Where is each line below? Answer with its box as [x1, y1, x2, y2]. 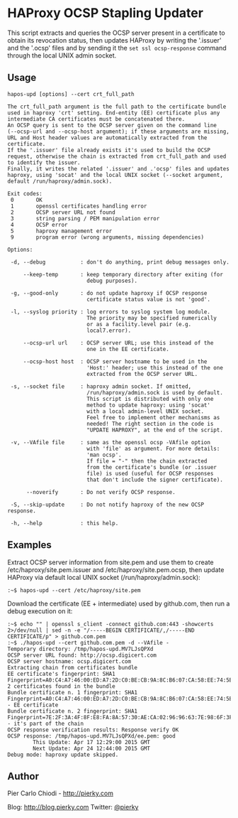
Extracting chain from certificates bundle [7, 664, 138, 671]
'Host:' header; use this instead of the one [86, 364, 223, 371]
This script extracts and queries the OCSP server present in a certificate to [7, 28, 225, 37]
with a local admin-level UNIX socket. [86, 407, 204, 415]
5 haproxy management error [10, 227, 113, 235]
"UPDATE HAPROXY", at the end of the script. [86, 426, 223, 434]
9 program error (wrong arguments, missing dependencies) [10, 233, 204, 241]
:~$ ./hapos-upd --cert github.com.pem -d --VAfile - [7, 639, 170, 646]
